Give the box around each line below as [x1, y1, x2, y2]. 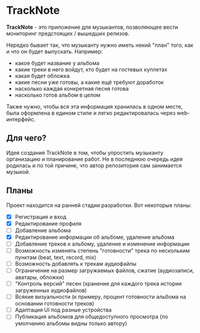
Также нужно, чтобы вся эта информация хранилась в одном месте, [6, 103, 183, 110]
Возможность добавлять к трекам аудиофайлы [14, 260, 137, 267]
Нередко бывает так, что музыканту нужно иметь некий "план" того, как [6, 41, 194, 49]
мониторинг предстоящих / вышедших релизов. [6, 29, 130, 37]
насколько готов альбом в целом [14, 91, 101, 98]
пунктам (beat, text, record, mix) [14, 253, 97, 261]
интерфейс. [6, 115, 36, 123]
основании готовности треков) [14, 300, 94, 307]
